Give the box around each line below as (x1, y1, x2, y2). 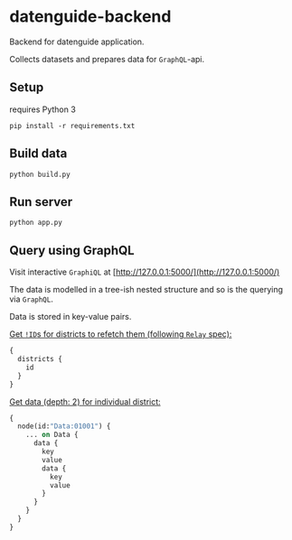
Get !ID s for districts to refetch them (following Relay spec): (9, 329, 232, 340)
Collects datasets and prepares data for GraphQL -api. (9, 53, 205, 64)
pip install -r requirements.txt (9, 121, 136, 130)
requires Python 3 (9, 104, 77, 115)
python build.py (9, 170, 71, 179)
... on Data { (25, 431, 79, 440)
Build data (9, 146, 68, 162)
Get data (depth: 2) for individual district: (9, 396, 161, 407)
